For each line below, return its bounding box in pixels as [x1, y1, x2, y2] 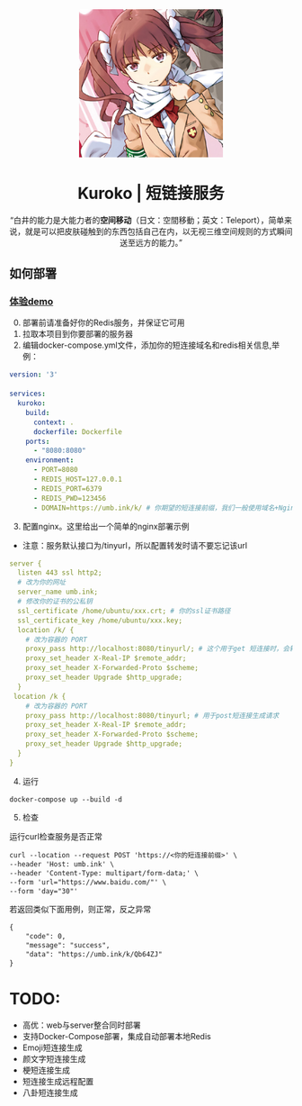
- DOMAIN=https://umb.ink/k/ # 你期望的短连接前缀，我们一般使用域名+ [32, 503, 279, 512]
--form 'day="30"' [9, 886, 78, 895]
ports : [25, 437, 50, 446]
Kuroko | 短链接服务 [77, 184, 225, 204]
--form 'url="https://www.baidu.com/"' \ [9, 877, 167, 886]
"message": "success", [25, 940, 111, 949]
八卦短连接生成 [22, 1087, 78, 1098]
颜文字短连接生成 [22, 1053, 86, 1064]
